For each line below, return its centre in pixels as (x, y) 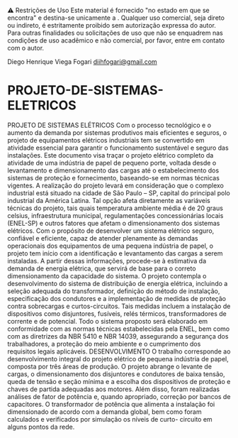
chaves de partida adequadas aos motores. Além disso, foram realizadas (114, 389)
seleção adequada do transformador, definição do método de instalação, (114, 291)
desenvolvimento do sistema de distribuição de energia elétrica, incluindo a (118, 283)
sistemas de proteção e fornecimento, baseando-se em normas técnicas (113, 177)
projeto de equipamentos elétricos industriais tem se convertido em (106, 140)
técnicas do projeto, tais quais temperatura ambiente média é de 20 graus (115, 208)
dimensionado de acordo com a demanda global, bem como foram (104, 412)
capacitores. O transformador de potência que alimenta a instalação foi (111, 404)
